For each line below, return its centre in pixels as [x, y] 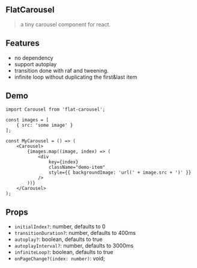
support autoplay [35, 64]
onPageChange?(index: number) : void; [60, 258]
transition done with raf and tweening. [61, 70]
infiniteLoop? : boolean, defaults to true [64, 252]
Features [23, 44]
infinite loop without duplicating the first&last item [76, 77]
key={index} [63, 162]
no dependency [34, 58]
